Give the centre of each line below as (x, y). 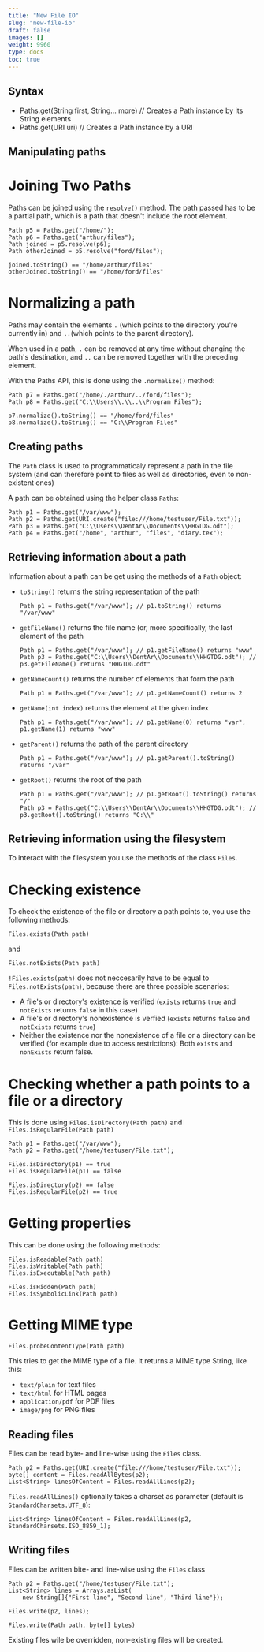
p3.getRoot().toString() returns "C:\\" (87, 815)
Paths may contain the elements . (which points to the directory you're (123, 325)
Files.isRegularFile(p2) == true (63, 1192)
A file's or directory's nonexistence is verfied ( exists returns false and (135, 1019)
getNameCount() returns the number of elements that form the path (127, 678)
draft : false (30, 30)
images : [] (26, 37)
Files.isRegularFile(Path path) (61, 1130)
